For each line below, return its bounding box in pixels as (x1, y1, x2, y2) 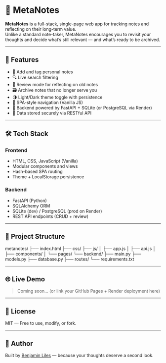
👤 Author (5, 339, 33, 348)
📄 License (5, 307, 36, 315)
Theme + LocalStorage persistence (12, 174, 84, 180)
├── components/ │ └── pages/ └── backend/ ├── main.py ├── (5, 251, 141, 257)
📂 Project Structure (5, 232, 65, 241)
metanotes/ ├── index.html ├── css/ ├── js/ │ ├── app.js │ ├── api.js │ (5, 245, 156, 252)
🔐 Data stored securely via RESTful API (12, 110, 92, 116)
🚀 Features (5, 55, 39, 64)
